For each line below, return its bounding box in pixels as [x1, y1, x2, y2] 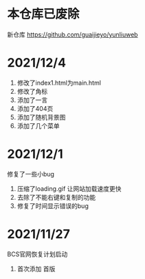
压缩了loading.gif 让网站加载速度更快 [16, 184, 122, 193]
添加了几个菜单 [16, 121, 60, 130]
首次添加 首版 [16, 265, 56, 273]
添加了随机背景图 [16, 113, 66, 121]
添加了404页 [16, 104, 54, 112]
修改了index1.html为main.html [16, 79, 102, 87]
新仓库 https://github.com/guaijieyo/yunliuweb [7, 30, 139, 39]
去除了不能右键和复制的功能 [16, 193, 96, 201]
